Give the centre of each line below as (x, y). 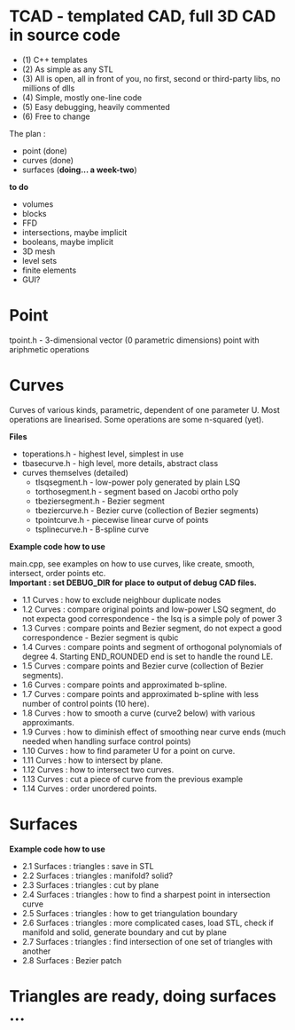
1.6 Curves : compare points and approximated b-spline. (124, 685)
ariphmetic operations (50, 349)
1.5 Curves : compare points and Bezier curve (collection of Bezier (143, 666)
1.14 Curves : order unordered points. (89, 788)
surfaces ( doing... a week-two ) (79, 170)
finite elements (49, 270)
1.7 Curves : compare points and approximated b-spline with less (140, 693)
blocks (34, 213)
